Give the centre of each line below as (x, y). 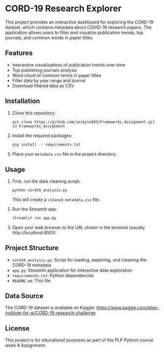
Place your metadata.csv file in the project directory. (64, 154)
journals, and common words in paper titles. (49, 38)
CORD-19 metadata (32, 265)
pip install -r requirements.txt (46, 145)
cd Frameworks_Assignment (38, 126)
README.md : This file (31, 281)
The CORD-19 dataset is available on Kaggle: (50, 308)
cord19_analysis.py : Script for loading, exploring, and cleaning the (79, 259)
